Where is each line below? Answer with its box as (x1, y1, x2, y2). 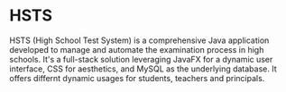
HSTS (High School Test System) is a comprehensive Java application (9, 35, 270, 46)
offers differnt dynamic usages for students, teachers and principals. (9, 72, 265, 83)
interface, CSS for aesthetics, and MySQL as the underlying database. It (9, 63, 277, 74)
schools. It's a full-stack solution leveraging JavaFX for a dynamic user (9, 54, 273, 64)
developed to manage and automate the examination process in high (9, 44, 264, 54)
